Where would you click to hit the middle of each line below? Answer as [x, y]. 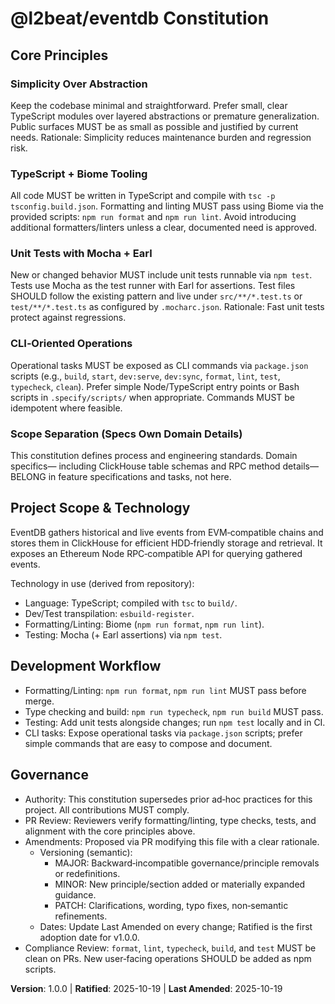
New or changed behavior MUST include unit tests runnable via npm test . [161, 275]
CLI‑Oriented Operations [71, 344]
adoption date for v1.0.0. [89, 937]
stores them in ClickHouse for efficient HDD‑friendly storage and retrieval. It [166, 543]
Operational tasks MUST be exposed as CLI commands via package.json [159, 365]
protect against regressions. [68, 318]
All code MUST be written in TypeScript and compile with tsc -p [143, 196]
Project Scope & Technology [100, 508]
